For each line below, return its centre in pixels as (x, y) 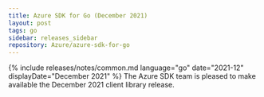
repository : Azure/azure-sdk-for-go (69, 45)
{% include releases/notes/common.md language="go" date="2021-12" (126, 68)
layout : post (30, 23)
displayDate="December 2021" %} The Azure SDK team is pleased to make (132, 76)
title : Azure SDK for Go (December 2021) (78, 16)
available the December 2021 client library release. (91, 85)
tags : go (23, 30)
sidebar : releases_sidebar (53, 38)
